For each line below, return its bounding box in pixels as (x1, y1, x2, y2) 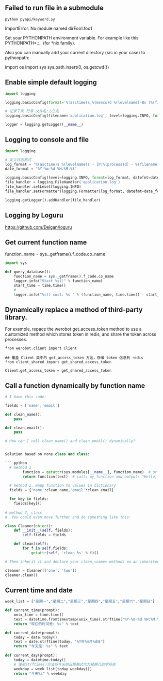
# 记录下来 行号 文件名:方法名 (5, 109, 60, 114)
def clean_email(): (5, 425, 45, 430)
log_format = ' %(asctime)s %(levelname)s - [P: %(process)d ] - (5, 162, 133, 167)
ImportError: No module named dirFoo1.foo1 (5, 25, 92, 31)
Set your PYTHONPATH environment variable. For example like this (5, 35, 139, 40)
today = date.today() (14, 635, 57, 640)
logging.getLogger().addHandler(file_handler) (5, 198, 101, 202)
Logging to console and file (5, 136, 89, 144)
